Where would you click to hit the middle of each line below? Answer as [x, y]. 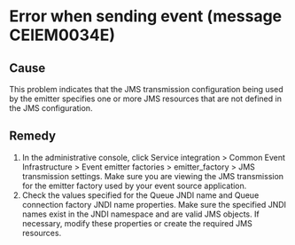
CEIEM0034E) [62, 35]
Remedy [32, 136]
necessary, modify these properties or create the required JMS [137, 223]
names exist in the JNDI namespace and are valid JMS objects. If [140, 214]
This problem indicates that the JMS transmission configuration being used [146, 89]
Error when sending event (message [146, 16]
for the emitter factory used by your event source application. [134, 186]
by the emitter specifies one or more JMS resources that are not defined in [145, 99]
